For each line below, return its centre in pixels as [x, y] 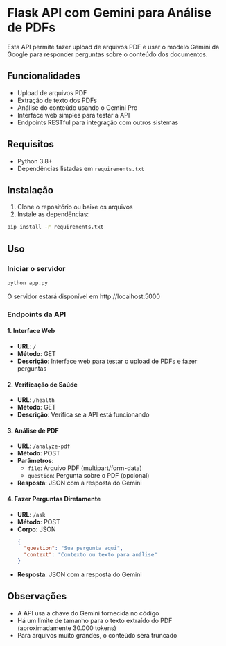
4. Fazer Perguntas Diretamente [54, 499]
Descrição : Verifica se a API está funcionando [83, 414]
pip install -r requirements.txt [55, 227]
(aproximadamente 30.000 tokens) [67, 628]
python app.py [28, 283]
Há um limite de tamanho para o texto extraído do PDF [95, 620]
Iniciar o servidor [36, 268]
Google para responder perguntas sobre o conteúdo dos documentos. [107, 54]
